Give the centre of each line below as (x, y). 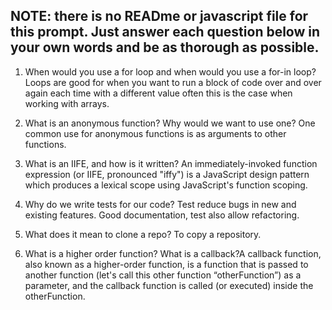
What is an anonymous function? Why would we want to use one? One (170, 123)
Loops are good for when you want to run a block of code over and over (173, 82)
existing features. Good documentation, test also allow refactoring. (162, 215)
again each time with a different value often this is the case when (158, 93)
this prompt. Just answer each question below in (165, 32)
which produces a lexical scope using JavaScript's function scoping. (166, 185)
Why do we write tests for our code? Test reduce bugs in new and (160, 204)
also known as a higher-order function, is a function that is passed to (166, 264)
